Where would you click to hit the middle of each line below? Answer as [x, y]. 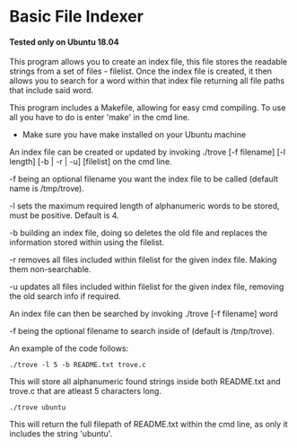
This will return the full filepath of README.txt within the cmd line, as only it [149, 425]
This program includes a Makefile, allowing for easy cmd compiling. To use [148, 108]
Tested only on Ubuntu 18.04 [64, 41]
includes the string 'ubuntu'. [61, 434]
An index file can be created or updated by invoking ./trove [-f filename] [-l [147, 152]
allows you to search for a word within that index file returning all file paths [147, 81]
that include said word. [52, 91]
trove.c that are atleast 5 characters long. [85, 391]
